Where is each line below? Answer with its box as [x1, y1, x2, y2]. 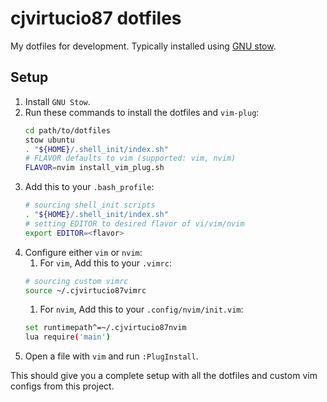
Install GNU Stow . [24, 95, 91, 107]
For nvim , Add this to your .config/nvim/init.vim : [39, 303, 244, 316]
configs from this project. [10, 380, 115, 392]
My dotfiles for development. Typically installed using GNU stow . [10, 40, 277, 52]
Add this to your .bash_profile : [24, 181, 155, 193]
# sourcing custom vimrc [24, 276, 129, 286]
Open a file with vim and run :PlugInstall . [24, 350, 199, 362]
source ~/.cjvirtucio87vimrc [24, 285, 147, 296]
